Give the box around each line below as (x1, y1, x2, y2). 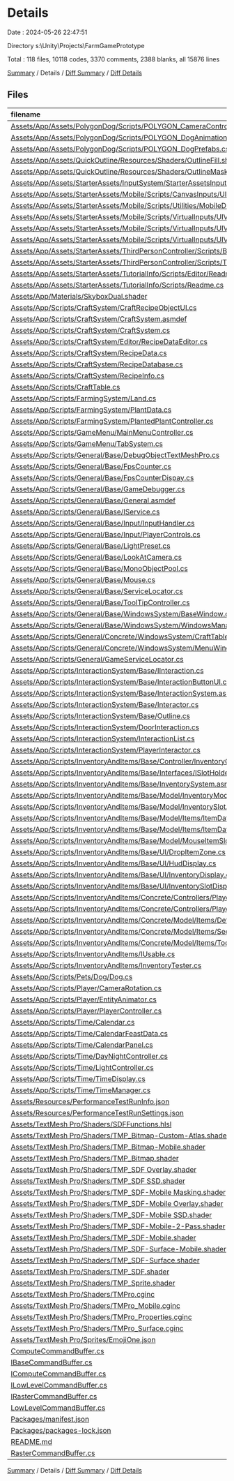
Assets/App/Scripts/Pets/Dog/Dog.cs (10, 972, 133, 981)
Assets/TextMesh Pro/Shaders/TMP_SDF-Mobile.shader (10, 1233, 196, 1242)
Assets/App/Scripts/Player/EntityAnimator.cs (10, 995, 157, 1004)
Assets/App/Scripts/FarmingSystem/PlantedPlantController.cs (10, 416, 214, 426)
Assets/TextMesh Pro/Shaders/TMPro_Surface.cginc (10, 1323, 184, 1333)
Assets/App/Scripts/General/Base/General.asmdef (10, 496, 176, 505)
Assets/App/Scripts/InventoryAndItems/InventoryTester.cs (10, 960, 202, 970)
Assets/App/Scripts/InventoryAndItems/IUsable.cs (10, 949, 175, 959)
